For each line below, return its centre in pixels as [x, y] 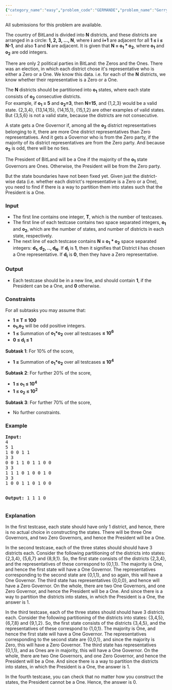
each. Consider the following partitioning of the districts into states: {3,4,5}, [85, 618]
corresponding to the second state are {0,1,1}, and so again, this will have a [84, 575]
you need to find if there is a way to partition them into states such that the [84, 187]
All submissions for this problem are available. [54, 25]
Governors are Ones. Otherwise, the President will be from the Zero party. [83, 166]
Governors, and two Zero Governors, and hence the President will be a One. [85, 537]
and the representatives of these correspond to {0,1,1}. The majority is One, [84, 564]
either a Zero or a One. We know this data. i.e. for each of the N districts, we [85, 74]
